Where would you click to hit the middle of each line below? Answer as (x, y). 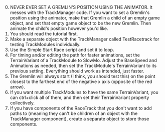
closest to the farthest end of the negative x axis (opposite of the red (81, 81)
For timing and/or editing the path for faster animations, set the (75, 55)
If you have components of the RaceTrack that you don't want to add (81, 108)
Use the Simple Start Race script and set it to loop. (62, 50)
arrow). (17, 87)
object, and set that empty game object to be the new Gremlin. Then (80, 23)
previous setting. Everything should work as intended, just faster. (77, 71)
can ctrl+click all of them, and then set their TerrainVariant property (79, 97)
